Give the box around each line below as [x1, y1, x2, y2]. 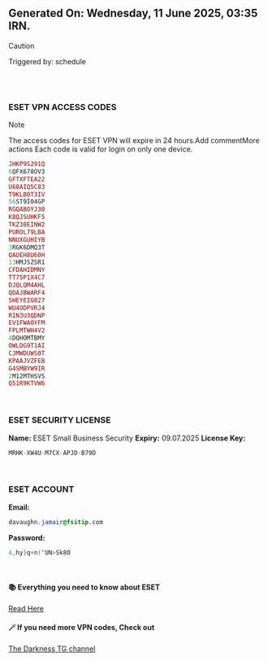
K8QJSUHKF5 [8, 213, 45, 221]
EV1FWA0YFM [8, 319, 45, 327]
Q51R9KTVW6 [8, 379, 45, 387]
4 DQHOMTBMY [8, 334, 45, 343]
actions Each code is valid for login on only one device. [8, 144, 193, 154]
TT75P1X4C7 [8, 274, 45, 282]
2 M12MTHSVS [8, 372, 45, 380]
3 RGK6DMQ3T [8, 243, 45, 252]
